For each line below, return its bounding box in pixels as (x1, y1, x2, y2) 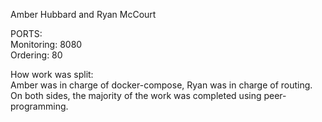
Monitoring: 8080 (10, 39, 83, 50)
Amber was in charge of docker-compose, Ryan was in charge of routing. (10, 79, 313, 91)
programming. (10, 100, 69, 112)
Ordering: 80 (10, 49, 63, 61)
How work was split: (10, 69, 94, 80)
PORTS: (10, 28, 43, 39)
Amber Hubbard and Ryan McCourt (10, 9, 157, 20)
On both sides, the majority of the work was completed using (10, 90, 262, 101)
